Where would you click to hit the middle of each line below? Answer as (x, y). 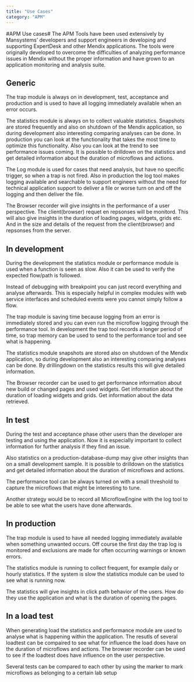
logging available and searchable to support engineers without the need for (96, 182)
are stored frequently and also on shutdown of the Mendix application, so (94, 127)
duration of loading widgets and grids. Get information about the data (89, 395)
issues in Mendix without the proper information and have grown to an (90, 58)
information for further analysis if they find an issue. (68, 446)
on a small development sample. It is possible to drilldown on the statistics (95, 464)
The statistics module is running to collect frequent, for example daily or (92, 567)
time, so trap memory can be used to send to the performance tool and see (96, 335)
